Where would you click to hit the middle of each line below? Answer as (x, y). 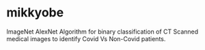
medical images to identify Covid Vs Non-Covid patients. (86, 38)
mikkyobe (35, 13)
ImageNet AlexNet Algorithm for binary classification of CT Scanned (102, 32)
